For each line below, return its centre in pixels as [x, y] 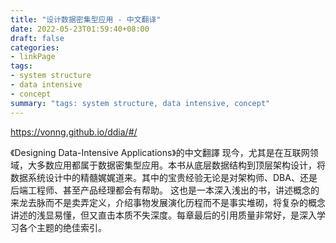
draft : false [37, 38]
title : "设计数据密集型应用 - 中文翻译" [86, 19]
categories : [35, 47]
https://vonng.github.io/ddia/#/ [74, 132]
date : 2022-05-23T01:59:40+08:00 [80, 29]
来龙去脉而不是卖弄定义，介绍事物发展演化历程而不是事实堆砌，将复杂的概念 [168, 202]
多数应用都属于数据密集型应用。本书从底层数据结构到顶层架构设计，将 [181, 165]
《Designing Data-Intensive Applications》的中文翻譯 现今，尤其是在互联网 [160, 152]
